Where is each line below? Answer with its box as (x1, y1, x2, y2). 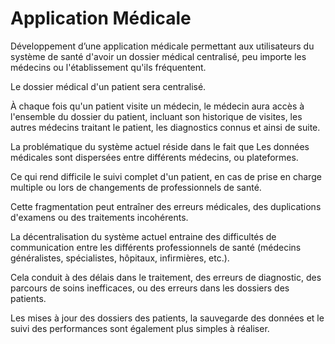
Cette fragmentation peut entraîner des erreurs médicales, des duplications (10, 200, 322, 212)
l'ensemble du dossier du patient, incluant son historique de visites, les (10, 110, 303, 122)
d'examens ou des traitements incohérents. (10, 211, 189, 223)
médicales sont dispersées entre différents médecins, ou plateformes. (10, 151, 299, 163)
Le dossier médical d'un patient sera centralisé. (10, 80, 207, 92)
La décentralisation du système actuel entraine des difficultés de (10, 230, 277, 242)
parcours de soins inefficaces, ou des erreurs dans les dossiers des (10, 282, 290, 294)
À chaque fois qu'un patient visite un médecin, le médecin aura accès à (10, 100, 305, 112)
